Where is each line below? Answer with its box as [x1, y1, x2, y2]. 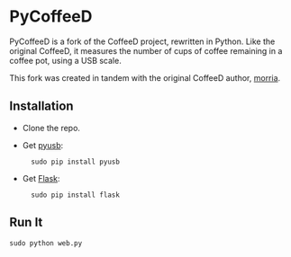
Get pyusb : [22, 139, 64, 150]
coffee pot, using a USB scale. [9, 55, 122, 66]
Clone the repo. [22, 122, 81, 133]
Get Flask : [22, 173, 60, 183]
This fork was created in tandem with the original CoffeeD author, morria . [9, 72, 281, 83]
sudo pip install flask [31, 191, 120, 199]
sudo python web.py [9, 238, 83, 248]
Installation [9, 99, 74, 114]
